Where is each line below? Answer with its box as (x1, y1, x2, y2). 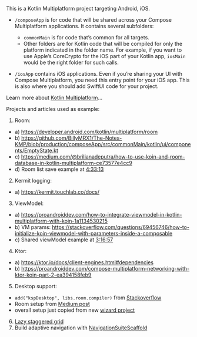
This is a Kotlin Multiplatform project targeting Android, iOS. (6, 5, 150, 12)
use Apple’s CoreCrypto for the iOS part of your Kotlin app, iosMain (23, 53, 186, 59)
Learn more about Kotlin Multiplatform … (6, 94, 103, 101)
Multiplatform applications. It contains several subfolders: (14, 23, 154, 29)
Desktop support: (14, 283, 57, 289)
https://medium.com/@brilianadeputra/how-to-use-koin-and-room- (21, 153, 185, 160)
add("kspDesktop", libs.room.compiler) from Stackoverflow (14, 294, 162, 301)
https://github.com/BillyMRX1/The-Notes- (21, 134, 122, 141)
